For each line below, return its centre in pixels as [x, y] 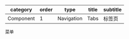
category [21, 10]
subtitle [113, 10]
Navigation [70, 18]
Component [21, 18]
